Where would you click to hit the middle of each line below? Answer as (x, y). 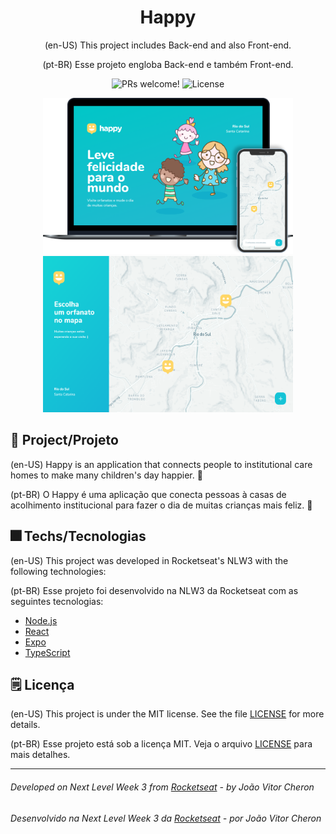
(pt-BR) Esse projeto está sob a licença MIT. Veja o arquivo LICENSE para (161, 744)
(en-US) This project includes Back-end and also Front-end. (168, 45)
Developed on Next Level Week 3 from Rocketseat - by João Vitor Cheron (162, 787)
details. (25, 725)
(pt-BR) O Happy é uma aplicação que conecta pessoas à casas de (148, 494)
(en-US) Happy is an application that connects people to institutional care (161, 464)
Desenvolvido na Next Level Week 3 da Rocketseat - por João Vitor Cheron (166, 818)
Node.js (41, 620)
